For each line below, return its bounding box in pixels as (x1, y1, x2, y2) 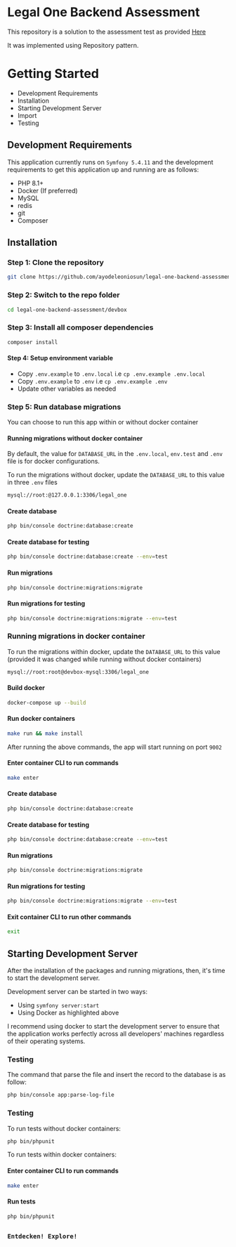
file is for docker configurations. (7, 457, 100, 466)
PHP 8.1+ (17, 178, 44, 187)
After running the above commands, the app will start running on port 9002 (7, 743, 223, 751)
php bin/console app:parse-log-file (7, 1092, 114, 1099)
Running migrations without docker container (7, 433, 143, 443)
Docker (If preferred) (17, 186, 79, 195)
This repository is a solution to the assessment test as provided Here (7, 27, 206, 36)
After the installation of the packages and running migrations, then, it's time (7, 967, 226, 975)
